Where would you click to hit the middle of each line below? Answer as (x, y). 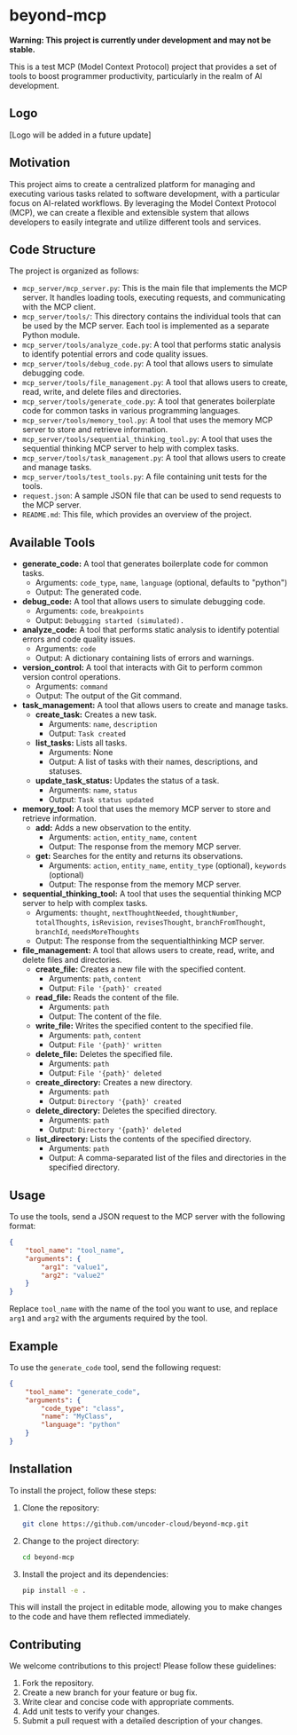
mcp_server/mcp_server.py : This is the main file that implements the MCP (155, 288)
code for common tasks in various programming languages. (131, 411)
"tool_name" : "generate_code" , (83, 1392)
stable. (22, 49)
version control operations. (71, 677)
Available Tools (52, 542)
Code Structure (52, 249)
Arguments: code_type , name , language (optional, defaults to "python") (161, 583)
